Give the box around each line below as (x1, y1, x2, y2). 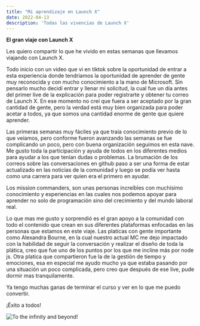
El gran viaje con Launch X (6, 36, 73, 44)
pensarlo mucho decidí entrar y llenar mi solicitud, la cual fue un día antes (6, 85, 188, 92)
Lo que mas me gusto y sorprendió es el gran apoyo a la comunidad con (6, 215, 184, 222)
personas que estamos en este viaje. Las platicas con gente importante (6, 228, 182, 235)
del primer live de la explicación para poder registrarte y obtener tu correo (6, 91, 189, 99)
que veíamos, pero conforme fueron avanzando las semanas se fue (6, 135, 173, 142)
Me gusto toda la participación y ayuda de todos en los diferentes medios (6, 147, 187, 154)
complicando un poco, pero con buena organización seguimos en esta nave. (6, 141, 195, 148)
